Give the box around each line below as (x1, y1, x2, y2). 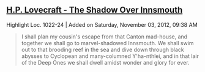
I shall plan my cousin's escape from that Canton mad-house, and (21, 33, 188, 40)
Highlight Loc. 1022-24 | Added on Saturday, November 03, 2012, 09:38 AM (6, 21, 198, 28)
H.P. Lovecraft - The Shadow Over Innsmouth (6, 5, 183, 15)
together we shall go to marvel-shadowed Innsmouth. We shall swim (21, 39, 194, 46)
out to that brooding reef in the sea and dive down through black (21, 46, 185, 53)
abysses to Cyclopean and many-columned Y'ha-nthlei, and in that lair (21, 52, 199, 60)
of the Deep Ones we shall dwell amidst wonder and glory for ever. (21, 59, 190, 66)
